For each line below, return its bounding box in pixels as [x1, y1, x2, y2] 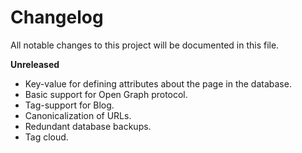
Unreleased [10, 58, 60, 70]
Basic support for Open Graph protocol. [24, 88, 188, 100]
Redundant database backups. [24, 120, 152, 132]
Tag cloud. [24, 131, 69, 143]
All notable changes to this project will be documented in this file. [10, 39, 280, 51]
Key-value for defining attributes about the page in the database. [24, 77, 292, 90]
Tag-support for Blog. [24, 99, 115, 111]
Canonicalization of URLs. [24, 109, 132, 121]
